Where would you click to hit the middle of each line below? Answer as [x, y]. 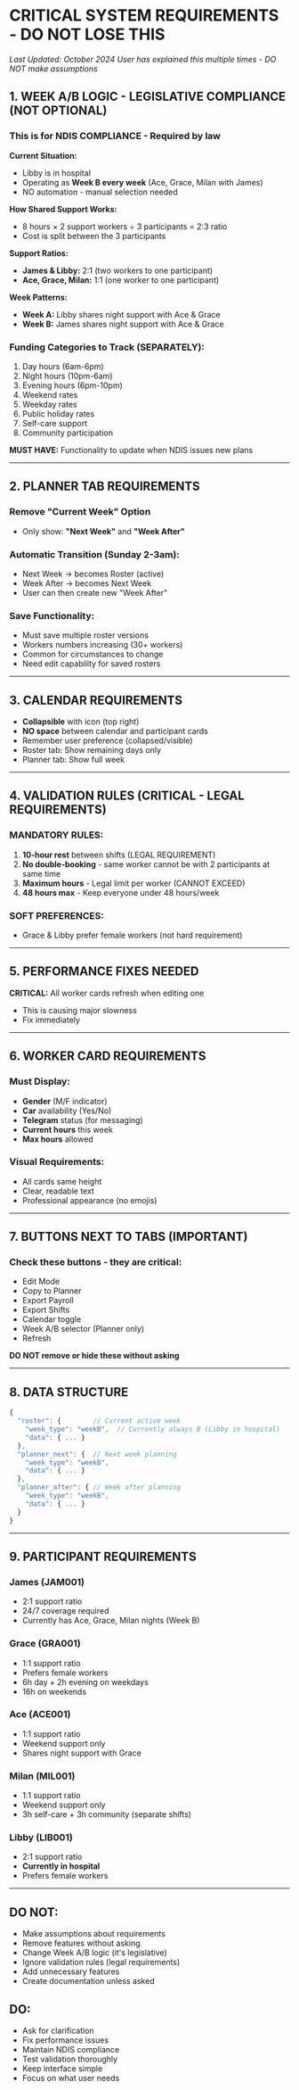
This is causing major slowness [80, 1010]
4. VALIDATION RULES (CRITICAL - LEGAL [127, 796]
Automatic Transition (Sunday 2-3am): [94, 554]
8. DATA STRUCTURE [69, 1392]
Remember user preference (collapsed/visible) [107, 740]
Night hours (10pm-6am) [67, 376]
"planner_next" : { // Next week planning [97, 1454]
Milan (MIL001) [42, 1776]
